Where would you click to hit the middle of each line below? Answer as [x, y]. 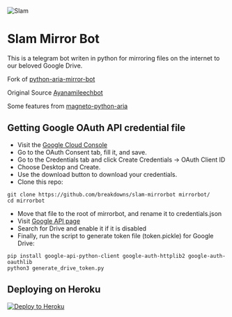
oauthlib [20, 262]
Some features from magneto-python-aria [68, 106]
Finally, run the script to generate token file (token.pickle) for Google [115, 235]
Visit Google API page [49, 221]
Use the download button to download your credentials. [97, 174]
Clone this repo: [40, 182]
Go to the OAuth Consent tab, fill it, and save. [82, 152]
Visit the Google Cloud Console [62, 145]
